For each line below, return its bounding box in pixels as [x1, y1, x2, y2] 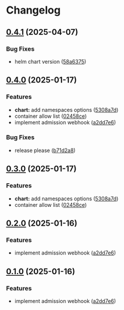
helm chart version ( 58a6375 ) [14, 58, 87, 65]
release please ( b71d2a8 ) [14, 147, 76, 154]
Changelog [6, 4, 61, 17]
